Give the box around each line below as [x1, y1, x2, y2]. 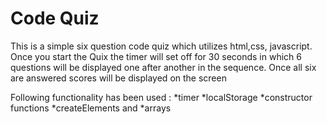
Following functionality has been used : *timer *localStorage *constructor [10, 91, 313, 103]
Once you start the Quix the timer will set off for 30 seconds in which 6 [10, 50, 302, 62]
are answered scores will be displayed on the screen [10, 72, 227, 84]
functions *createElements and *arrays [10, 102, 172, 114]
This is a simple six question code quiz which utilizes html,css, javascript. [10, 40, 313, 52]
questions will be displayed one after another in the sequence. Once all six [10, 61, 317, 73]
